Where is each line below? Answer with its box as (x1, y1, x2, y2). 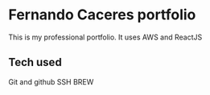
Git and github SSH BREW (8, 76, 94, 86)
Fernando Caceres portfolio (8, 6, 196, 24)
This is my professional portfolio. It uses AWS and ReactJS (8, 32, 203, 42)
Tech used (8, 56, 62, 69)
